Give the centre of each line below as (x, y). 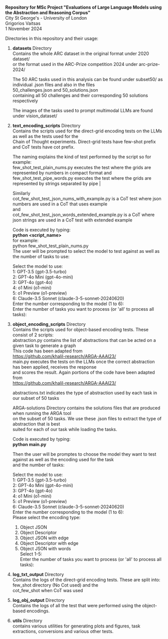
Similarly (21, 193)
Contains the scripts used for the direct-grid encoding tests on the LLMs (87, 131)
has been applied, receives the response (54, 367)
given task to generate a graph (44, 345)
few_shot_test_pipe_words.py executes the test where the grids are (82, 178)
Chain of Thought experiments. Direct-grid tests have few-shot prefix (84, 141)
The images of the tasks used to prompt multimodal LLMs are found (82, 111)
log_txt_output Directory (38, 574)
